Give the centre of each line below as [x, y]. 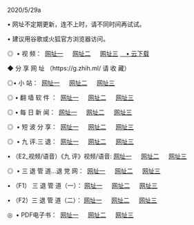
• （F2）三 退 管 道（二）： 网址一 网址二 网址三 [82, 200]
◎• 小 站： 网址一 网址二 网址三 [61, 83]
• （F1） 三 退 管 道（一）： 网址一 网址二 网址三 [83, 185]
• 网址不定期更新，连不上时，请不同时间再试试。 [76, 24]
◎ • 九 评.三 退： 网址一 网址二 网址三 [71, 141]
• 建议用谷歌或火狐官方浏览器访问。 [58, 39]
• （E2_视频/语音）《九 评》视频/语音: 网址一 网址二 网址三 [97, 156]
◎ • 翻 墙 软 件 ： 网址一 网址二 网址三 [71, 97]
